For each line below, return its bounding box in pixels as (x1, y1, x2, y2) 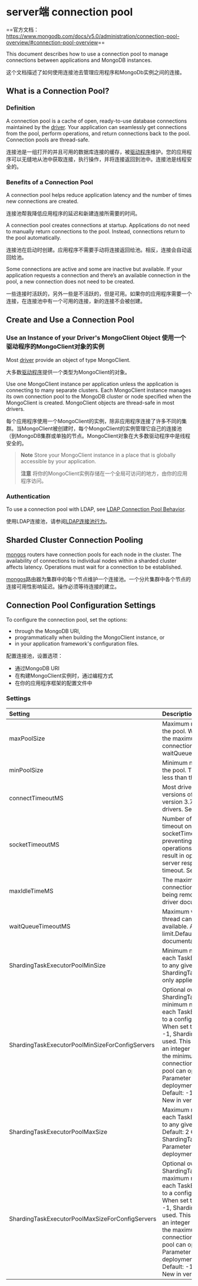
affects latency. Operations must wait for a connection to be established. (6, 563, 183, 571)
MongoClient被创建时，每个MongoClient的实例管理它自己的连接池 (21, 425, 182, 432)
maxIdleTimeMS (9, 886, 54, 895)
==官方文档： (6, 26, 39, 33)
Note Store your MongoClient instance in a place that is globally (20, 451, 176, 459)
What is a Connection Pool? (6, 86, 110, 96)
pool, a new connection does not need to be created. (6, 278, 135, 285)
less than (161, 773, 187, 782)
